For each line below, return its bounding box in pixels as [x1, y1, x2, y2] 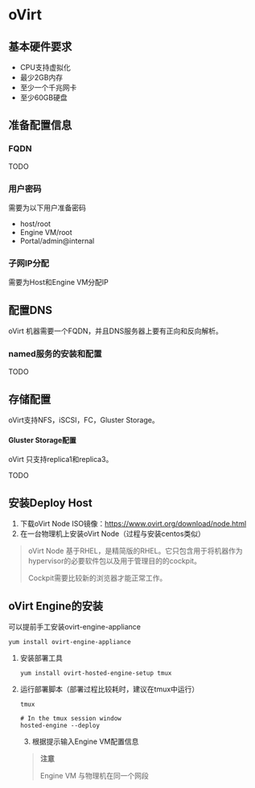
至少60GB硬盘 [19, 93, 68, 102]
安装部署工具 [19, 654, 63, 663]
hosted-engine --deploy [19, 722, 101, 730]
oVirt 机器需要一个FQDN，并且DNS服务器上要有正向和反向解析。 [8, 326, 223, 336]
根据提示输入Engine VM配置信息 [31, 736, 139, 746]
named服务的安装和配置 [8, 349, 102, 360]
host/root [19, 219, 51, 229]
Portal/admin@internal [19, 236, 95, 245]
